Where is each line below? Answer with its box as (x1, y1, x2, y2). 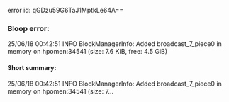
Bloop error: (7, 23, 50, 33)
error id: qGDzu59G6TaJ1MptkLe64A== (7, 6, 124, 14)
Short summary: (7, 63, 57, 72)
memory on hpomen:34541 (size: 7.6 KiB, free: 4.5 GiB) (7, 47, 168, 56)
